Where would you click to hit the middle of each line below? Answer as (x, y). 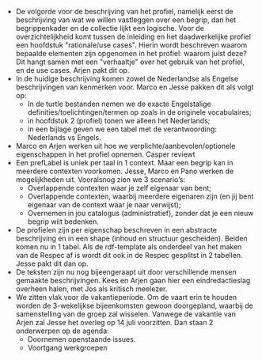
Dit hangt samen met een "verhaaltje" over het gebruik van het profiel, (130, 62)
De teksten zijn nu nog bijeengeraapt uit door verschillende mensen (126, 272)
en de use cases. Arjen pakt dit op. (72, 70)
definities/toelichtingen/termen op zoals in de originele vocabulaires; (139, 112)
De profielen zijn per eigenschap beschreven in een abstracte (116, 230)
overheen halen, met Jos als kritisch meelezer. (91, 289)
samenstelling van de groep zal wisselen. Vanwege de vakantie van (125, 314)
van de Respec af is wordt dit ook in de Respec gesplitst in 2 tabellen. (129, 255)
